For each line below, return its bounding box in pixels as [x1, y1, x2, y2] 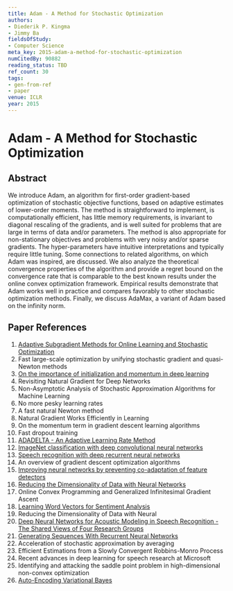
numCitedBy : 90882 [8, 55, 61, 62]
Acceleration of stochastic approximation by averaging [17, 539, 175, 547]
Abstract [8, 173, 47, 185]
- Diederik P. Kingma [8, 23, 71, 30]
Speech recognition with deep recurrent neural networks [17, 450, 180, 459]
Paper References [8, 322, 87, 334]
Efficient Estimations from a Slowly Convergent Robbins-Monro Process [17, 546, 224, 555]
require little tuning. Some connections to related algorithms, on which [8, 250, 209, 258]
